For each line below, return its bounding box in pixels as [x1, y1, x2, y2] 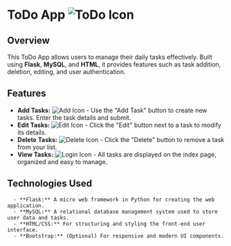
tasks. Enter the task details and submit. [17, 113, 131, 121]
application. [7, 202, 45, 209]
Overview [7, 35, 50, 46]
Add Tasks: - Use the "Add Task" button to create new [17, 106, 207, 114]
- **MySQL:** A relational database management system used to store [13, 208, 218, 215]
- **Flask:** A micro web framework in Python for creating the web [13, 196, 215, 203]
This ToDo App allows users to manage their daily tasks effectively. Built [7, 53, 213, 61]
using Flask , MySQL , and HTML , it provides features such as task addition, [7, 60, 221, 69]
